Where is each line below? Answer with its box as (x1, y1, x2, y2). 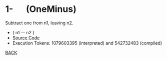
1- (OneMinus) (5, 3, 76, 15)
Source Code (12, 35, 40, 41)
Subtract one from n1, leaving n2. (5, 20, 73, 26)
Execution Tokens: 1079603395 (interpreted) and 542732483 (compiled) (12, 40, 162, 46)
